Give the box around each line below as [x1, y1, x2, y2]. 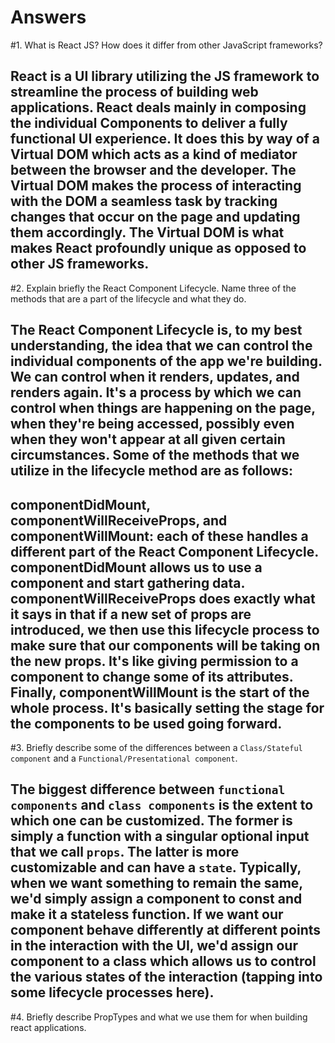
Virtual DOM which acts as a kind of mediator [10, 146, 298, 163]
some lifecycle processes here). [10, 984, 215, 1001]
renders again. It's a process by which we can [10, 384, 302, 401]
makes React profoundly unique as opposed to [10, 240, 307, 257]
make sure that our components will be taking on [10, 637, 321, 654]
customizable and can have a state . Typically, [10, 859, 302, 876]
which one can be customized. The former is [10, 812, 293, 830]
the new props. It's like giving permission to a [10, 652, 299, 670]
